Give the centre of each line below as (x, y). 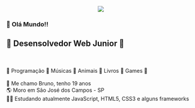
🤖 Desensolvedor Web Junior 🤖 (65, 44)
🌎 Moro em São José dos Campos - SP (55, 90)
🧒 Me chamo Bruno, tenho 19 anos (49, 83)
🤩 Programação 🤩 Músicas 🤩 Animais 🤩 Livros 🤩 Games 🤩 (77, 70)
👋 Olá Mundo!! (28, 24)
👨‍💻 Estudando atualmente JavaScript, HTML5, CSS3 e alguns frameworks (98, 98)
